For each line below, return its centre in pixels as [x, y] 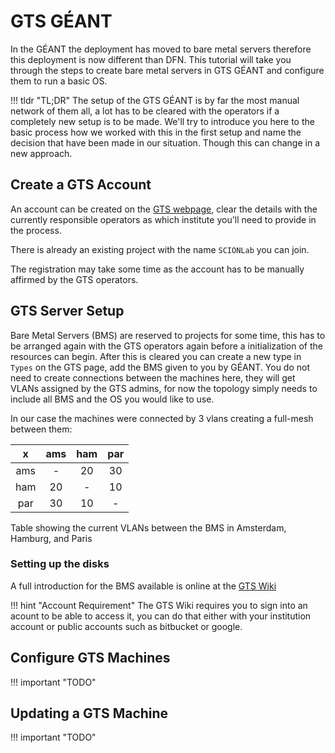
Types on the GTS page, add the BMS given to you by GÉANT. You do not [160, 367]
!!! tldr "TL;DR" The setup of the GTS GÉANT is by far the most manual [155, 100]
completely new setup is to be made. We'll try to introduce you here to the [162, 121]
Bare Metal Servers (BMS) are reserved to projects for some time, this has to [168, 335]
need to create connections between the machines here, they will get [153, 377]
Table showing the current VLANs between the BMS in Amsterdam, [148, 527]
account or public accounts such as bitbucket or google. [126, 626]
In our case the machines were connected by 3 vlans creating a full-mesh [162, 418]
